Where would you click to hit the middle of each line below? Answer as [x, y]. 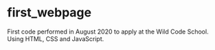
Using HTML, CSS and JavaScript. [56, 38]
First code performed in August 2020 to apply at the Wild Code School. [108, 32]
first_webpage [49, 13]
